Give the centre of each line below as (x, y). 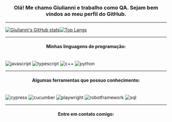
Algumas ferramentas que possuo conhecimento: (86, 80)
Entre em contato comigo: (86, 114)
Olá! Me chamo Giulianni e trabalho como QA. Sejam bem (86, 8)
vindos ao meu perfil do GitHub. (86, 14)
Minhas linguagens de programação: (86, 46)
